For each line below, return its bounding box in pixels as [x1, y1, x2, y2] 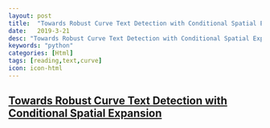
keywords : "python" [8, 42, 74, 50]
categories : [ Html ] [8, 49, 74, 57]
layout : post [8, 11, 52, 20]
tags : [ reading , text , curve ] [8, 57, 103, 65]
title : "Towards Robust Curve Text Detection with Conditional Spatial [8, 19, 257, 27]
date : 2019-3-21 [8, 27, 70, 35]
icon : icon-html [8, 64, 63, 72]
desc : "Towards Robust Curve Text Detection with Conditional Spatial [8, 34, 250, 43]
